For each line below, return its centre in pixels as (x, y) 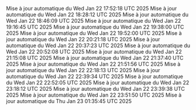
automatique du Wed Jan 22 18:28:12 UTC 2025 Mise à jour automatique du (97, 15)
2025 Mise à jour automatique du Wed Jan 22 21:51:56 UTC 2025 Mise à (93, 64)
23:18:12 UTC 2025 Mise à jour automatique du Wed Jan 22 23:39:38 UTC (96, 89)
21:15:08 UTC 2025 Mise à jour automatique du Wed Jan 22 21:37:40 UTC (95, 58)
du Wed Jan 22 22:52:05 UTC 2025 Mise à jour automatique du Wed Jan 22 (98, 83)
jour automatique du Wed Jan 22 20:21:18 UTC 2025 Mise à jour (83, 39)
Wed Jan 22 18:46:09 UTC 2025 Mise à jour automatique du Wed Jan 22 (94, 21)
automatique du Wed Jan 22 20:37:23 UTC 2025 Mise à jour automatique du (98, 45)
